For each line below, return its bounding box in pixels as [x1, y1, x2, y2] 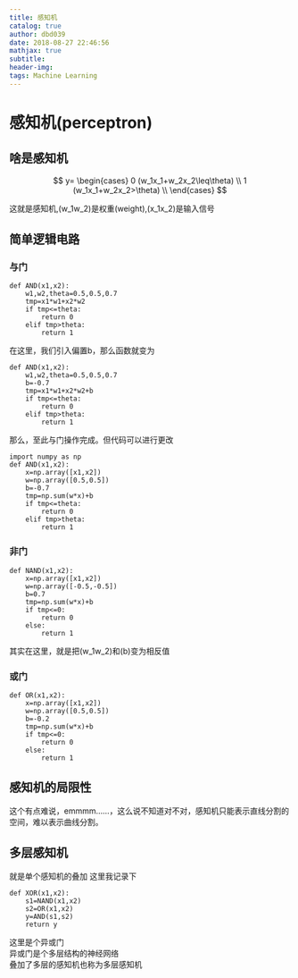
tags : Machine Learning [9, 72, 98, 80]
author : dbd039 [9, 30, 66, 38]
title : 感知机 [9, 13, 58, 22]
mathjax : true [9, 46, 62, 55]
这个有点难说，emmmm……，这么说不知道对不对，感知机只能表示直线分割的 [9, 805, 290, 816]
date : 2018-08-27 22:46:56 [9, 38, 110, 47]
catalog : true [9, 21, 62, 30]
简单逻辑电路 [9, 232, 80, 247]
